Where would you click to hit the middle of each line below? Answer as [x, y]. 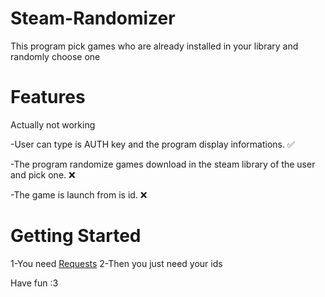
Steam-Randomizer [93, 18]
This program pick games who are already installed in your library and [154, 46]
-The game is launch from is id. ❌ [79, 194]
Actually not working [53, 124]
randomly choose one [55, 56]
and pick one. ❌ [43, 174]
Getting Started [76, 236]
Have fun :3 [34, 283]
